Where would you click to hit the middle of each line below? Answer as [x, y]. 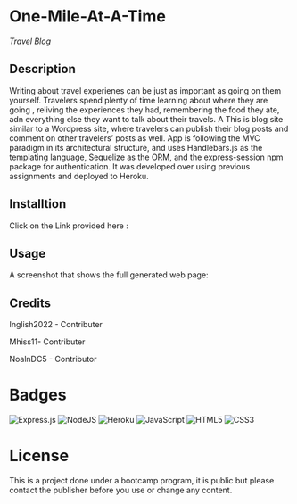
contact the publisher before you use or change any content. [121, 490]
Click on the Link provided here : [69, 226]
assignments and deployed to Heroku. [79, 176]
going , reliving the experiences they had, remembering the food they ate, [144, 110]
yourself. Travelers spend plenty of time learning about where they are [139, 100]
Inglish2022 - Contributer [56, 325]
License [39, 456]
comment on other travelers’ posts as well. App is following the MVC [135, 138]
